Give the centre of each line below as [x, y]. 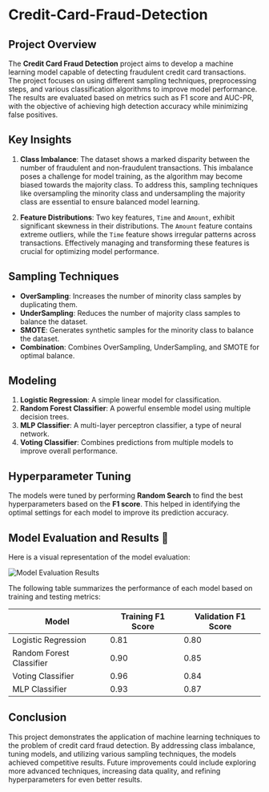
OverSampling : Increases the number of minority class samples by [130, 296]
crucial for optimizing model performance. [89, 251]
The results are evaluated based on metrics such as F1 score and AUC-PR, [131, 97]
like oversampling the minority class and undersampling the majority [132, 193]
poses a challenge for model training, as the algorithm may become [131, 176]
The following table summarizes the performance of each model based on [130, 588]
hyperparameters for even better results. [75, 779]
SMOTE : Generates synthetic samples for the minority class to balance [137, 329]
